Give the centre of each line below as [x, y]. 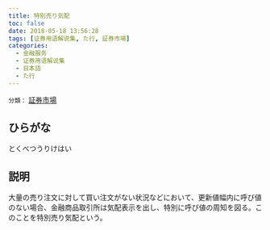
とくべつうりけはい [40, 148]
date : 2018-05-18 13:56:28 [54, 31]
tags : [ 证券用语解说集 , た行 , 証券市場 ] [69, 38]
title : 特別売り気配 [39, 16]
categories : [28, 46]
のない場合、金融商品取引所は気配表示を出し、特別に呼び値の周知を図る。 [132, 207]
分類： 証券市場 [33, 100]
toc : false [27, 23]
